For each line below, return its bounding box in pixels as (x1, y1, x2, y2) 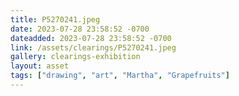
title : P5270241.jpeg (10, 14, 101, 25)
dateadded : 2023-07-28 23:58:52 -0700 (10, 33, 172, 43)
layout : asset (10, 61, 70, 71)
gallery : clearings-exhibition (10, 52, 141, 62)
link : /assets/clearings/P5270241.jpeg (10, 42, 177, 53)
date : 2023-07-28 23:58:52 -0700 (10, 24, 150, 34)
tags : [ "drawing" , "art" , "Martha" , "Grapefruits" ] (10, 71, 230, 81)
